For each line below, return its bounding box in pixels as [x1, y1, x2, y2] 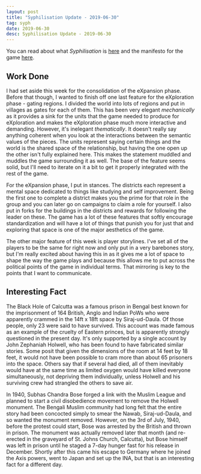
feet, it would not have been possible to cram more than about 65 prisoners [6, 354, 193, 361]
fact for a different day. [6, 461, 63, 468]
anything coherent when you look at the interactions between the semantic [6, 131, 191, 138]
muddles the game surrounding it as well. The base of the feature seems [6, 157, 186, 164]
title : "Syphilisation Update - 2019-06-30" [6, 14, 119, 20]
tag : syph [6, 20, 31, 26]
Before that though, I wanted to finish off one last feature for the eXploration [6, 93, 194, 101]
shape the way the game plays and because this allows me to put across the [6, 256, 195, 264]
